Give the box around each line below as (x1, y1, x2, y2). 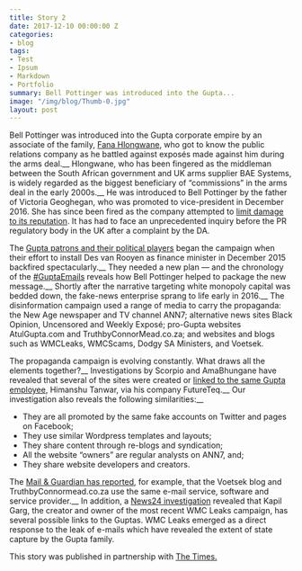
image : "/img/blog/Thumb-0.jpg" (9, 96, 130, 106)
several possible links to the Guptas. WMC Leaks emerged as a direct (9, 514, 267, 526)
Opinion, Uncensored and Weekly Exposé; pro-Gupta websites (9, 319, 242, 330)
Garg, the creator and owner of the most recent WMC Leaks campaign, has (9, 505, 289, 516)
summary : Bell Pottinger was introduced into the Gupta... (9, 88, 235, 97)
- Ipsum (9, 64, 39, 73)
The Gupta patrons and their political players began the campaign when (9, 243, 276, 254)
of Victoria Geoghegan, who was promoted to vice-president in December (9, 197, 285, 208)
